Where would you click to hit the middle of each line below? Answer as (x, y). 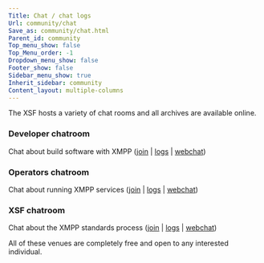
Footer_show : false (41, 68)
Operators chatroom (49, 172)
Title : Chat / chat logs (50, 16)
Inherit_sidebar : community (55, 83)
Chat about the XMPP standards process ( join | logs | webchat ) (113, 228)
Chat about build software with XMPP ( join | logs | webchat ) (107, 151)
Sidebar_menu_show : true (50, 75)
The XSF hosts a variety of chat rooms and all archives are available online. (132, 113)
